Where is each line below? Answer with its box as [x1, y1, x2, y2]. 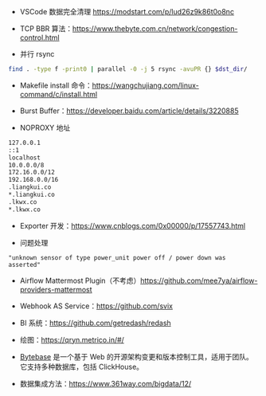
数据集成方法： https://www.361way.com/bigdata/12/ [19, 378, 192, 388]
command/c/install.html [19, 89, 98, 99]
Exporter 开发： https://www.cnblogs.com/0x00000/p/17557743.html [19, 221, 245, 230]
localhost [8, 154, 41, 162]
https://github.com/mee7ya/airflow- [140, 276, 258, 285]
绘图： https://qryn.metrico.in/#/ [19, 335, 125, 344]
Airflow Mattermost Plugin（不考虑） [19, 276, 141, 285]
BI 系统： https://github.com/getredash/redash [19, 318, 171, 327]
